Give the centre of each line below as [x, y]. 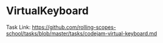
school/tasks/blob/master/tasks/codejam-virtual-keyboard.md [81, 33]
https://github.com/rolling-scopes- [74, 27]
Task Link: [19, 27]
